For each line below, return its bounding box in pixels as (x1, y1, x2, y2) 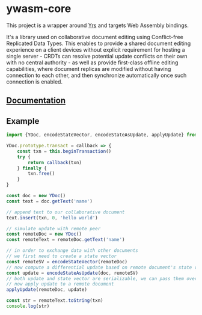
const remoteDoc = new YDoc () (6, 231, 82, 237)
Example (6, 116, 40, 126)
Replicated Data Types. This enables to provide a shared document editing (6, 40, 191, 47)
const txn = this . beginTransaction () (17, 148, 112, 154)
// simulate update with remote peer (6, 225, 101, 231)
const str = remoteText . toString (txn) (6, 298, 103, 304)
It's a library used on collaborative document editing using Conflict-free (6, 33, 183, 40)
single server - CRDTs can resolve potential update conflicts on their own (6, 52, 188, 60)
